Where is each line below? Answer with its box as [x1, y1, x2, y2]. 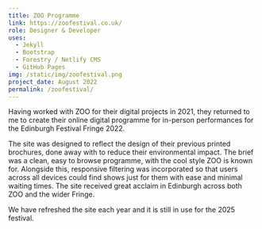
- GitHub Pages [15, 63, 66, 71]
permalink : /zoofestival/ [8, 85, 94, 94]
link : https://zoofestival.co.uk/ [8, 19, 123, 27]
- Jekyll [15, 41, 44, 49]
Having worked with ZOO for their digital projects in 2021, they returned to [8, 107, 250, 116]
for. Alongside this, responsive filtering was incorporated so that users [8, 164, 238, 174]
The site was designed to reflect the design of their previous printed [8, 139, 231, 149]
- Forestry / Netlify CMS [15, 56, 102, 64]
